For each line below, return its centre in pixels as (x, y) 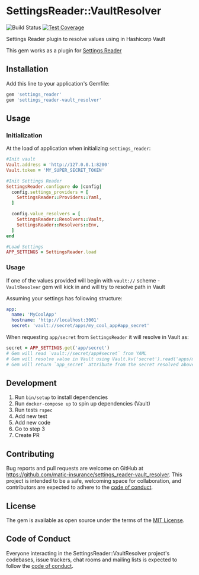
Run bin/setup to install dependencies (61, 397)
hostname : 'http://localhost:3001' (55, 320)
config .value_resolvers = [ (46, 214)
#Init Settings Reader (34, 181)
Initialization (24, 135)
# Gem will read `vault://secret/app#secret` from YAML (76, 353)
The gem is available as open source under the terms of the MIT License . (95, 520)
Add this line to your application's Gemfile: (58, 83)
